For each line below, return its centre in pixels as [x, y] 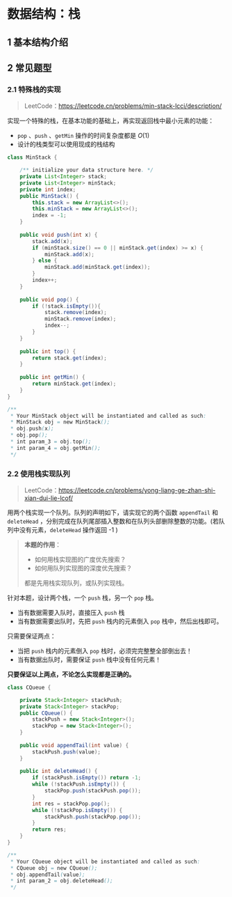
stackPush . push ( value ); [66, 752]
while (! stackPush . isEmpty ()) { [79, 784]
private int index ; [48, 189]
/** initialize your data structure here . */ [87, 170]
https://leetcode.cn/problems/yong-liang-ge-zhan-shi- [137, 490]
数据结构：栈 [44, 14]
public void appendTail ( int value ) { [74, 745]
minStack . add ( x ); [69, 254]
